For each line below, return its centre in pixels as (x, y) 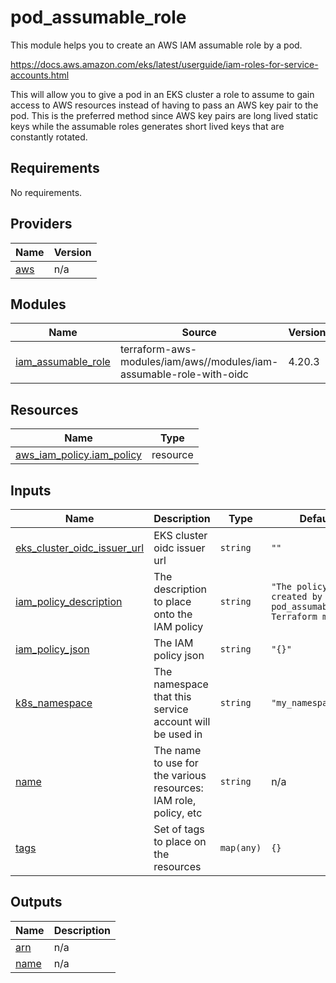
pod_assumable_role (98, 17)
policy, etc (178, 813)
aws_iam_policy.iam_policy (78, 455)
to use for (176, 763)
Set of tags (179, 829)
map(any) (240, 847)
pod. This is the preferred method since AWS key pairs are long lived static (164, 115)
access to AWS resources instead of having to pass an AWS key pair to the (164, 105)
